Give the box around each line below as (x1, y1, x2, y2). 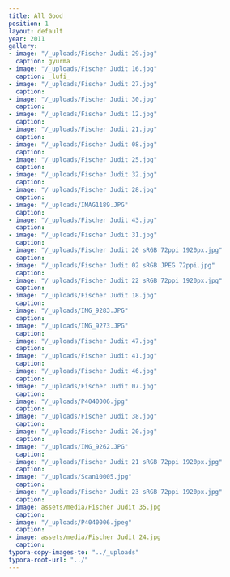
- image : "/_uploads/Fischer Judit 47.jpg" (8, 336, 158, 345)
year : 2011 (8, 34, 45, 43)
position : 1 (8, 20, 49, 28)
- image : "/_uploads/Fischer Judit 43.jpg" (8, 216, 158, 224)
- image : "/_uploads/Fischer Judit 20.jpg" (8, 427, 158, 436)
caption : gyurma (15, 58, 70, 66)
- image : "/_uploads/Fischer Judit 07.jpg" (8, 382, 158, 390)
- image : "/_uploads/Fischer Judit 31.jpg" (8, 231, 158, 240)
